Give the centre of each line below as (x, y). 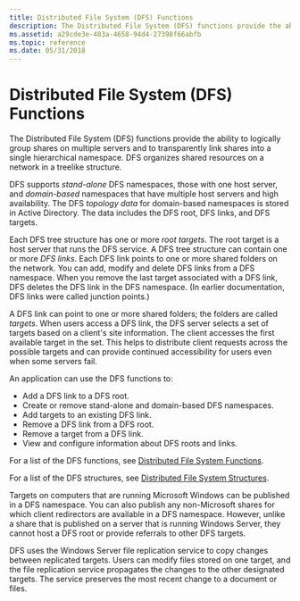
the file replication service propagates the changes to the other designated (147, 570)
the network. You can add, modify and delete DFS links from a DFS (132, 268)
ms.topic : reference (48, 42)
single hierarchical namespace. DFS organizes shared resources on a (137, 158)
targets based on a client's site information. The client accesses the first (142, 333)
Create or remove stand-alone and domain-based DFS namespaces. (148, 405)
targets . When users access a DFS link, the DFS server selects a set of (139, 323)
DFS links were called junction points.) (79, 296)
